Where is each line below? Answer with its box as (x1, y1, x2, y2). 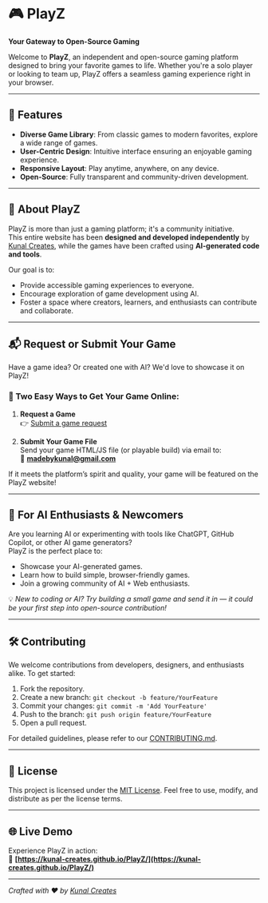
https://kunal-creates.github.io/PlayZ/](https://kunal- (17, 854, 202, 864)
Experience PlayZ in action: (8, 845, 98, 855)
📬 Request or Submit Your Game (8, 337, 176, 351)
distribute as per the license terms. (8, 794, 123, 804)
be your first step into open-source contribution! (8, 603, 167, 613)
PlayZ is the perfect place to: (8, 547, 103, 556)
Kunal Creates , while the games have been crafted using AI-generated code (8, 241, 260, 250)
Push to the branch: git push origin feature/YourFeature (19, 710, 212, 719)
